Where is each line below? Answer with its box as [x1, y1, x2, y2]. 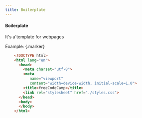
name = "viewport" [29, 76, 64, 81]
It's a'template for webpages [5, 33, 64, 40]
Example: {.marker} [5, 43, 45, 49]
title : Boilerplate [5, 7, 46, 12]
